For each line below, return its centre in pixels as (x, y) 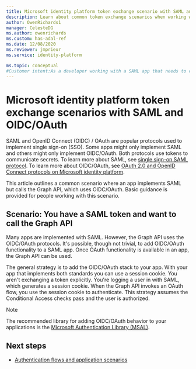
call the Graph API (39, 223)
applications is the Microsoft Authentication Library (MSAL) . (78, 327)
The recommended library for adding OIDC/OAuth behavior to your (86, 321)
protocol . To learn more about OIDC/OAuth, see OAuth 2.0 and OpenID (91, 166)
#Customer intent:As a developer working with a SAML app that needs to (96, 71)
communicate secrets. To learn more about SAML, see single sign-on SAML (97, 160)
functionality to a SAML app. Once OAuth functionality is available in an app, (98, 250)
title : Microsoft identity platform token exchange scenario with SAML (95, 11)
